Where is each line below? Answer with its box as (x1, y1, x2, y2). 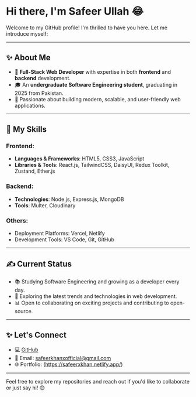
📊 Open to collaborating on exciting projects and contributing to (14, 299, 169, 306)
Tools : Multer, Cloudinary (14, 201, 76, 209)
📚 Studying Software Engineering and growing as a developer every (14, 278, 180, 285)
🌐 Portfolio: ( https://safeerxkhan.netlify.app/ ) (14, 361, 123, 368)
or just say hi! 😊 (6, 384, 45, 391)
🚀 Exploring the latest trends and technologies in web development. (14, 292, 177, 300)
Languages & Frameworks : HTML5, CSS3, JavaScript (14, 155, 145, 162)
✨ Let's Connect (6, 330, 67, 340)
